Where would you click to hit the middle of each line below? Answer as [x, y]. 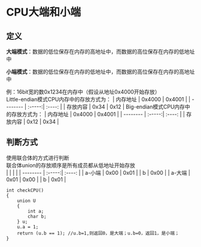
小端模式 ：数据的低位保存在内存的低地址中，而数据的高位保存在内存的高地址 [100, 72]
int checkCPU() [25, 190]
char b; [37, 216]
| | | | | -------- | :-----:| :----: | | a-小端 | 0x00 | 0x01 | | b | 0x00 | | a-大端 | [98, 172]
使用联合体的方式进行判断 [38, 158]
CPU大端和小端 [44, 12]
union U [26, 200]
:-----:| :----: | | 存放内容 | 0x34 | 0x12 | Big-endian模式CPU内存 [106, 107]
